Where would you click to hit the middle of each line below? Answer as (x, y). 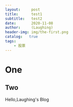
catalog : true (21, 37)
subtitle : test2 (24, 18)
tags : (10, 41)
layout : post (23, 9)
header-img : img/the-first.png (37, 32)
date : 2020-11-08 (29, 23)
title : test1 (24, 14)
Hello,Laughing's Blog (27, 99)
